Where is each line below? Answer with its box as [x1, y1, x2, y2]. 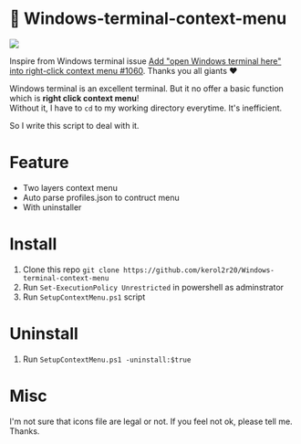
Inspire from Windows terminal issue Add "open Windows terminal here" [9, 55, 282, 67]
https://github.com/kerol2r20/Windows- [122, 265, 275, 275]
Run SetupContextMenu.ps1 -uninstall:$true [22, 354, 192, 365]
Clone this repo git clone [22, 264, 120, 275]
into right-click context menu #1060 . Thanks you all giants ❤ [9, 65, 238, 76]
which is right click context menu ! [9, 92, 140, 103]
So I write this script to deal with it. [9, 120, 140, 131]
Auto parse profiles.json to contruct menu [22, 192, 180, 203]
